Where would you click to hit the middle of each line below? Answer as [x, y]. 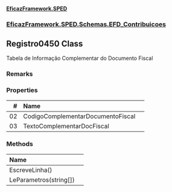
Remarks [20, 74]
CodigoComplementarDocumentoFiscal [79, 116]
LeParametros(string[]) [42, 180]
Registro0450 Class [45, 43]
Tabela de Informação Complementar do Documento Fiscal [80, 58]
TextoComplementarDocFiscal [66, 126]
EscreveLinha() [31, 170]
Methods [20, 144]
